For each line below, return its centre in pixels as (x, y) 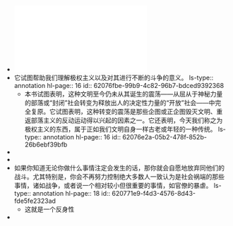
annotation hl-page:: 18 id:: (72, 193)
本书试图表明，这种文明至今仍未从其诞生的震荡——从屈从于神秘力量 (124, 94)
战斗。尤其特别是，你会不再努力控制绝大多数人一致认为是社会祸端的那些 (119, 177)
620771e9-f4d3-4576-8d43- (154, 193)
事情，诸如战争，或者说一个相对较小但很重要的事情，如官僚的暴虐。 (113, 186)
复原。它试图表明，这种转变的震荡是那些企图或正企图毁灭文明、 (124, 112)
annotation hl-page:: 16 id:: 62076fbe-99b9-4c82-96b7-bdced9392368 (119, 86)
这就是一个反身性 (49, 209)
